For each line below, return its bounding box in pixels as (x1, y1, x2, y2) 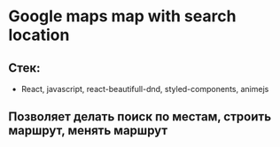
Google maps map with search (8, 6, 237, 27)
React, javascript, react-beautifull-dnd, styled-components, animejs (20, 84, 269, 94)
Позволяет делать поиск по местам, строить (8, 109, 272, 125)
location (8, 25, 70, 45)
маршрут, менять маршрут (8, 123, 168, 138)
